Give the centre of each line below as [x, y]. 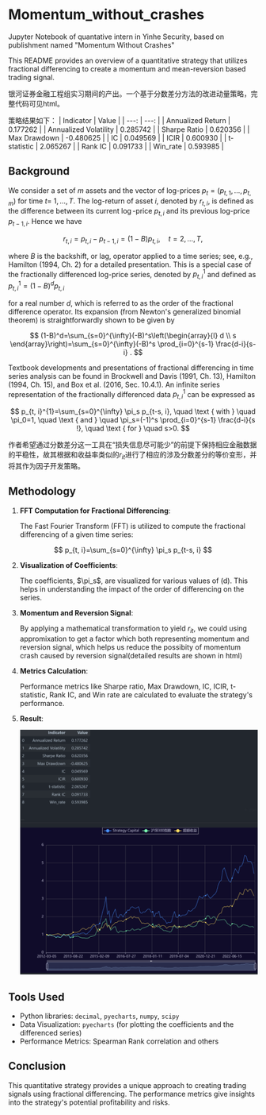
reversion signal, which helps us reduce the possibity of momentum [130, 647]
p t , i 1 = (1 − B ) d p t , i [36, 286]
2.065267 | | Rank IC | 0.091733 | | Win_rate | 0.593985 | [131, 146]
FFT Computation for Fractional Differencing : [95, 511]
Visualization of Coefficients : [69, 565]
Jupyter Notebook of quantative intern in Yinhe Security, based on [116, 37]
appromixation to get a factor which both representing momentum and [134, 639]
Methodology [42, 491]
